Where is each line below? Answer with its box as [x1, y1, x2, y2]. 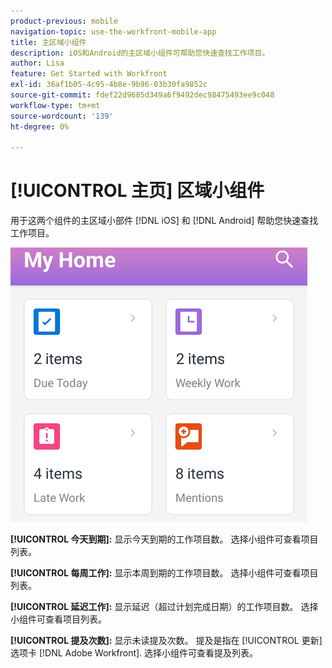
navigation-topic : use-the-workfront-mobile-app [10, 26, 217, 37]
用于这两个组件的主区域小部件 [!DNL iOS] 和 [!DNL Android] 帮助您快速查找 [10, 215, 319, 227]
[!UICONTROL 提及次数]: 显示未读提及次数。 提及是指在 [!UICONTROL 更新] [10, 635, 323, 647]
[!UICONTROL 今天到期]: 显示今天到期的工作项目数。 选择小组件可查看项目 [10, 533, 319, 545]
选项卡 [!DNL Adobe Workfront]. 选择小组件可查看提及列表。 [10, 647, 259, 659]
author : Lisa [10, 58, 65, 69]
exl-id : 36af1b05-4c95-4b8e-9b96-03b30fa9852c [10, 80, 208, 90]
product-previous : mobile [10, 16, 118, 26]
